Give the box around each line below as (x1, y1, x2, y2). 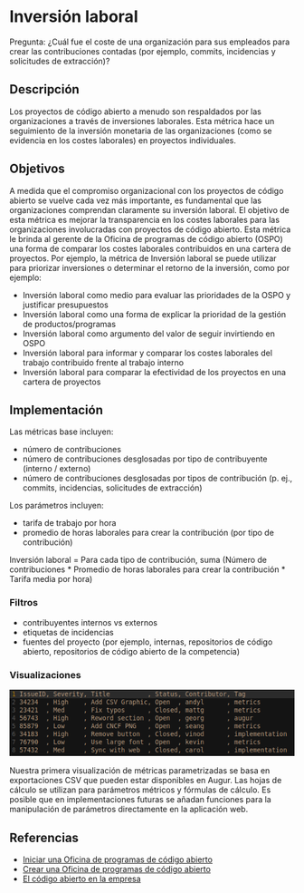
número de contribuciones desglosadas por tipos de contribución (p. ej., (22, 473, 293, 484)
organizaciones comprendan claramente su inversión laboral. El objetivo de (9, 204, 290, 215)
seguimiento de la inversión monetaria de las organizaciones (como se (9, 125, 273, 136)
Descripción (9, 82, 80, 97)
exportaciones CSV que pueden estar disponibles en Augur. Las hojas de (9, 775, 282, 786)
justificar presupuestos (22, 299, 109, 310)
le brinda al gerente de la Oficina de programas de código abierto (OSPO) (9, 233, 283, 244)
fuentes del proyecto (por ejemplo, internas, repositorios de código (22, 636, 273, 647)
